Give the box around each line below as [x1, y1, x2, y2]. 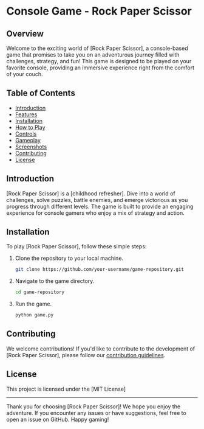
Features [15, 111, 38, 118]
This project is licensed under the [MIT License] [6, 385, 126, 392]
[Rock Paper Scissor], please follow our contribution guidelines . [6, 351, 166, 358]
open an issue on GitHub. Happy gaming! [6, 416, 109, 423]
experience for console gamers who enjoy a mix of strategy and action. [6, 209, 185, 217]
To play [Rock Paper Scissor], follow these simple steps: [6, 243, 147, 250]
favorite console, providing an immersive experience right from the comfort [6, 64, 194, 71]
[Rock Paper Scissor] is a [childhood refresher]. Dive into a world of [6, 190, 175, 197]
